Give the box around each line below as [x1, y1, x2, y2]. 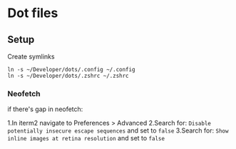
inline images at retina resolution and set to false [7, 134, 165, 143]
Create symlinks [7, 52, 55, 61]
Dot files [7, 5, 58, 21]
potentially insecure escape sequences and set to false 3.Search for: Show [7, 126, 229, 135]
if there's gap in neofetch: [7, 105, 83, 113]
